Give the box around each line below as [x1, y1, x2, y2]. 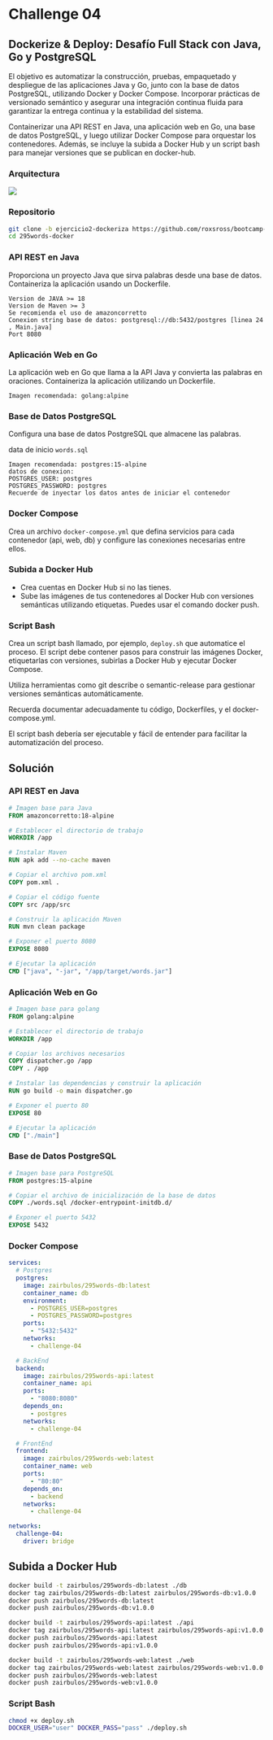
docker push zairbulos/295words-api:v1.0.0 [8, 1641, 158, 1650]
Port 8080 [8, 330, 42, 338]
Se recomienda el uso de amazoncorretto [8, 308, 148, 317]
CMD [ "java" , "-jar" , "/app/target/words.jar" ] [8, 967, 173, 975]
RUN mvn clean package [8, 922, 85, 931]
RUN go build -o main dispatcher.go [8, 1087, 132, 1095]
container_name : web [23, 1462, 93, 1471]
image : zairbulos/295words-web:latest [23, 1454, 154, 1463]
